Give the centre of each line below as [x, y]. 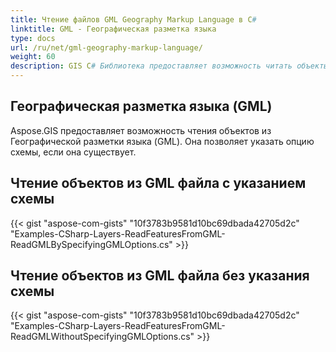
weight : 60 [33, 57]
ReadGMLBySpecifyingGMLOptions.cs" [91, 244]
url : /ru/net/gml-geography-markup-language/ [106, 47]
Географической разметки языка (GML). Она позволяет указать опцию [162, 141]
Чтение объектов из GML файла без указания [160, 276]
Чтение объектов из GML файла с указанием [158, 183]
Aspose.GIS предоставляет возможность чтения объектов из [141, 130]
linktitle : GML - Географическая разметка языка [113, 29]
